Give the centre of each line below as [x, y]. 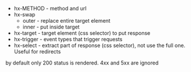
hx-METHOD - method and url [50, 8]
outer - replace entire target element [66, 21]
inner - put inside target [51, 27]
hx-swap [25, 15]
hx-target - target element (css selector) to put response [82, 33]
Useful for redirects [37, 51]
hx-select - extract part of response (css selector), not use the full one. [100, 45]
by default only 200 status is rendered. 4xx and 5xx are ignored [82, 63]
